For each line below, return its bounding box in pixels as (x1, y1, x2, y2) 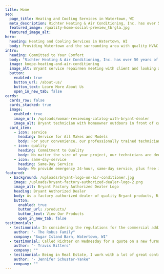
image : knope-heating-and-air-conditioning (9, 62, 99, 66)
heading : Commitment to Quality (18, 148, 84, 153)
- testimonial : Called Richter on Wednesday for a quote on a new (9, 239, 147, 244)
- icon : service (14, 130, 47, 135)
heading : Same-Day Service (18, 162, 73, 167)
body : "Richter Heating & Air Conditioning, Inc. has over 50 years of (9, 57, 159, 62)
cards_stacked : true (9, 103, 51, 107)
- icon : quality (14, 144, 47, 148)
